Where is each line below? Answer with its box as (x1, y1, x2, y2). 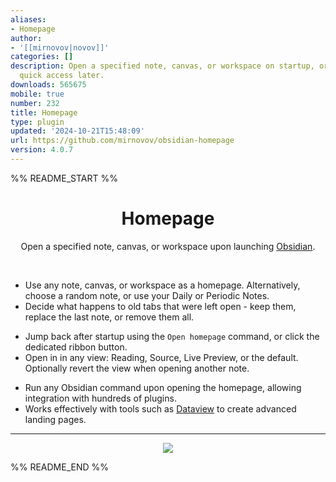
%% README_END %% (10, 461, 110, 473)
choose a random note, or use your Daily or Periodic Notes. (24, 289, 270, 301)
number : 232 (10, 98, 60, 108)
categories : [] (10, 52, 74, 62)
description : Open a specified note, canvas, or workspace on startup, (10, 61, 315, 71)
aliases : (10, 14, 47, 25)
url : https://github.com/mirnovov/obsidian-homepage (10, 136, 235, 146)
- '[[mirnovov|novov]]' (10, 42, 110, 53)
